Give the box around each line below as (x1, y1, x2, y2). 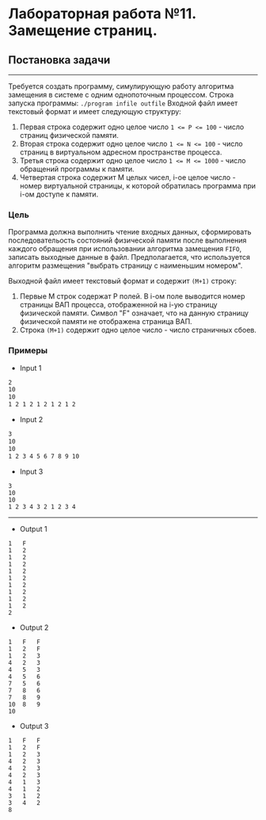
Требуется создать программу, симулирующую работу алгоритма (8, 82, 234, 91)
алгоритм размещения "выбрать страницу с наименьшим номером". (8, 261, 243, 270)
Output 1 (19, 524, 47, 533)
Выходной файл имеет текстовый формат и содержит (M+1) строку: (8, 277, 237, 286)
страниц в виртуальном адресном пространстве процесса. (19, 147, 222, 157)
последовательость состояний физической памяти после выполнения (8, 235, 247, 246)
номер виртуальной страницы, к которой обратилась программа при (19, 181, 256, 190)
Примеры (8, 345, 48, 357)
